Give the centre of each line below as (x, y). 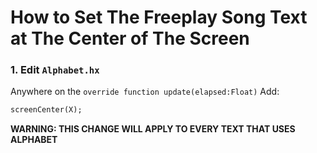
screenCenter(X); (46, 110)
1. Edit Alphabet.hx (55, 70)
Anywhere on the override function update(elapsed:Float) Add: (145, 92)
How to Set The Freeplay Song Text (159, 17)
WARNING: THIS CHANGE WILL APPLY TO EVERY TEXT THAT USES (153, 129)
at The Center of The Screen (130, 38)
